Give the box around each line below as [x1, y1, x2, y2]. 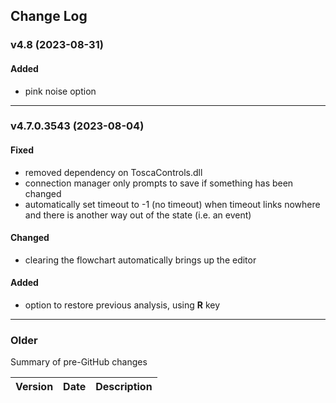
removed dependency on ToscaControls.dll [24, 166, 203, 178]
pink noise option [24, 85, 97, 97]
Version [15, 380, 54, 394]
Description [95, 380, 153, 394]
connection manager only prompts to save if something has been [24, 177, 294, 189]
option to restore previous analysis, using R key [24, 299, 221, 311]
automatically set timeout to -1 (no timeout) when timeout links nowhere [24, 198, 321, 210]
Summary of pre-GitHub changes [10, 356, 148, 368]
